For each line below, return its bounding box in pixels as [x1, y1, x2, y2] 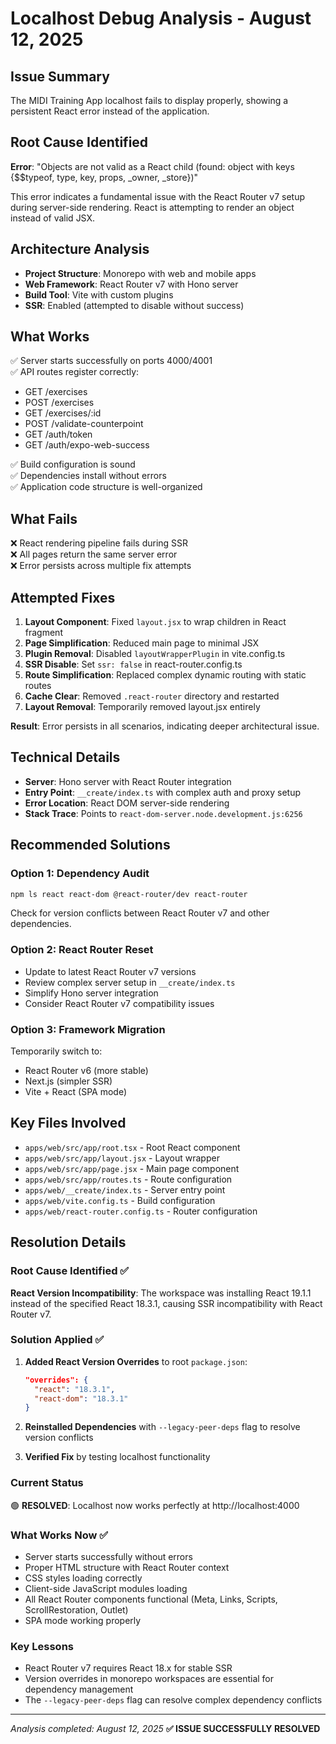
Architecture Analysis [10, 241, 150, 258]
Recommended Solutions [10, 837, 171, 854]
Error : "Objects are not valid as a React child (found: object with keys [10, 160, 295, 172]
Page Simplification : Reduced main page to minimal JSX [24, 637, 260, 649]
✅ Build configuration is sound [10, 458, 136, 471]
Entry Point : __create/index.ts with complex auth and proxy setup [24, 786, 302, 798]
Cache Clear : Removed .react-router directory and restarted [24, 690, 280, 702]
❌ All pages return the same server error [10, 548, 178, 561]
